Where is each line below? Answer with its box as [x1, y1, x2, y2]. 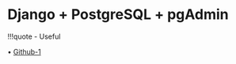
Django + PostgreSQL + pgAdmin [7, 6, 229, 24]
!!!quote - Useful [7, 32, 61, 41]
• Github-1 [7, 47, 41, 56]
